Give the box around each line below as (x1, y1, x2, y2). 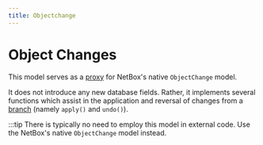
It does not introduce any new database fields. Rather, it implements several (8, 87, 256, 97)
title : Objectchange (8, 11, 77, 20)
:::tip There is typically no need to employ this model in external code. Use (8, 120, 251, 129)
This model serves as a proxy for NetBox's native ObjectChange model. (8, 72, 238, 82)
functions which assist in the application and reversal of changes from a (8, 96, 243, 105)
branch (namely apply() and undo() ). (8, 104, 128, 113)
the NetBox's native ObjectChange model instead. (8, 128, 167, 137)
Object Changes (8, 45, 117, 63)
